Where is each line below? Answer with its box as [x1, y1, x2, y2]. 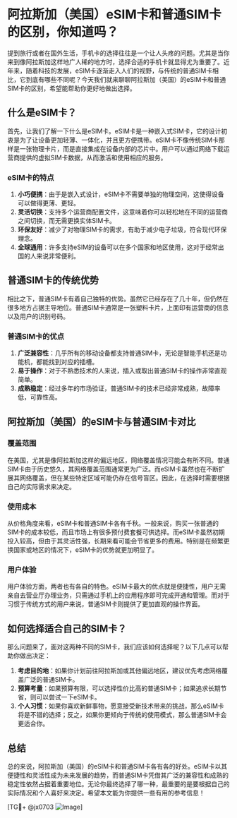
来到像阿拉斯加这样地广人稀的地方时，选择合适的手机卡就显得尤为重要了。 [7, 57, 224, 66]
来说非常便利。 [36, 252, 80, 260]
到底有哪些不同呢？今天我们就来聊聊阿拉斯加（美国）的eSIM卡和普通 [25, 75, 226, 83]
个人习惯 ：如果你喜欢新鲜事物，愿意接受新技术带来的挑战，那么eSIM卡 [17, 702, 224, 710]
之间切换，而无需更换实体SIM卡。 [17, 217, 116, 225]
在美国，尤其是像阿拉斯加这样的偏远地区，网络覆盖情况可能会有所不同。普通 [7, 456, 230, 464]
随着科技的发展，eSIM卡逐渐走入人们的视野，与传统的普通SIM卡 [25, 66, 213, 75]
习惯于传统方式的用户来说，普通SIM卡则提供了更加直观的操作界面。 [7, 600, 205, 608]
